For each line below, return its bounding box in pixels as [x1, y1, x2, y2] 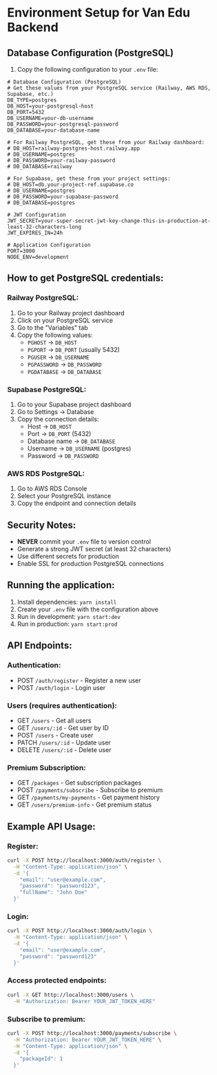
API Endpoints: [7, 640, 72, 651]
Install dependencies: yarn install [17, 598, 117, 606]
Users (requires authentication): [7, 700, 117, 710]
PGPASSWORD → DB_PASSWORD [27, 360, 102, 368]
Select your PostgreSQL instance [17, 492, 112, 500]
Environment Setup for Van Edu [7, 5, 191, 21]
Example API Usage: [7, 820, 96, 832]
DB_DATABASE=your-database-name [7, 127, 100, 134]
